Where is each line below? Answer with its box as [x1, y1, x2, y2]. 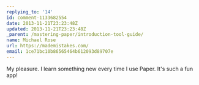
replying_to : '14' [6, 8, 53, 15]
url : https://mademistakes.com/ [6, 43, 89, 49]
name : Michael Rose [6, 37, 56, 43]
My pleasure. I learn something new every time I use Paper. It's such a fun [6, 65, 193, 72]
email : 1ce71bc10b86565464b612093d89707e [6, 49, 114, 55]
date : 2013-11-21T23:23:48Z [6, 20, 78, 26]
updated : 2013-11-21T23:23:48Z [6, 25, 86, 32]
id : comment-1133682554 [6, 15, 67, 21]
